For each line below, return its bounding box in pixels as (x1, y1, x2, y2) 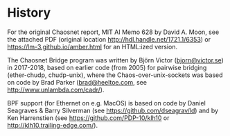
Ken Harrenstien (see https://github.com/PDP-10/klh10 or (7, 113, 170, 122)
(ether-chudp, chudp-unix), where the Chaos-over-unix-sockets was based (7, 71, 223, 79)
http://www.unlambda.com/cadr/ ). (7, 85, 105, 94)
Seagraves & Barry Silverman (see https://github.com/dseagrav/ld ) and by (7, 106, 219, 114)
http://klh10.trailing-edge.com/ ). (7, 121, 98, 129)
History (7, 5, 51, 21)
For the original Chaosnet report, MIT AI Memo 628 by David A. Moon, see (7, 28, 220, 36)
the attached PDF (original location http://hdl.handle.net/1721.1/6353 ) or (7, 35, 211, 43)
